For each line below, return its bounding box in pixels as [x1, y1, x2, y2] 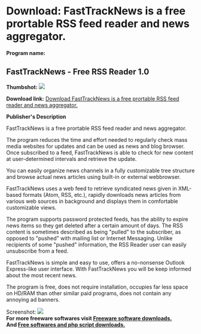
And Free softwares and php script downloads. [6, 321, 126, 328]
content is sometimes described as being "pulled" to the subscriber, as [6, 228, 181, 235]
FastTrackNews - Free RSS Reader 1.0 [6, 67, 150, 77]
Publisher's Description [6, 113, 66, 120]
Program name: [6, 49, 46, 56]
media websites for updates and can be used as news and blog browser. [6, 142, 185, 150]
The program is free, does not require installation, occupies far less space [6, 283, 188, 290]
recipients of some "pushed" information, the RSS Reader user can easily [6, 241, 187, 248]
